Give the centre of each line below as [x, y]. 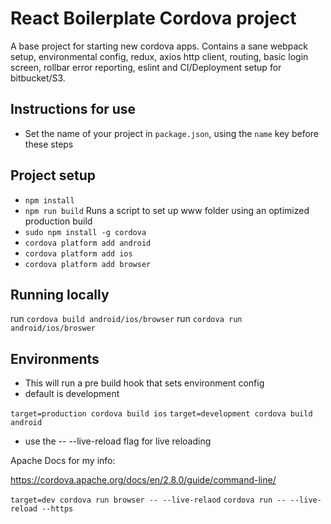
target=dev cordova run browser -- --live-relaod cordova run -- [148, 500]
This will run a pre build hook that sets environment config [144, 383]
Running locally [60, 294]
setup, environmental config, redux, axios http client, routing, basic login [159, 56]
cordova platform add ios [78, 253]
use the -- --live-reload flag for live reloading [118, 441]
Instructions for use [73, 109]
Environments [55, 358]
